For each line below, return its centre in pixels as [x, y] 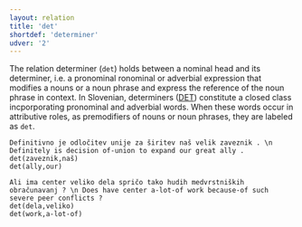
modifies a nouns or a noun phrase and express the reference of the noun [147, 88]
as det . [22, 127]
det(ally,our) [36, 167]
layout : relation [42, 18]
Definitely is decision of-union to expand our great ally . [127, 151]
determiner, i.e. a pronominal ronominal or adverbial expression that [136, 79]
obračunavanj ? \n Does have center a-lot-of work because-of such [139, 191]
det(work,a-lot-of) [46, 214]
